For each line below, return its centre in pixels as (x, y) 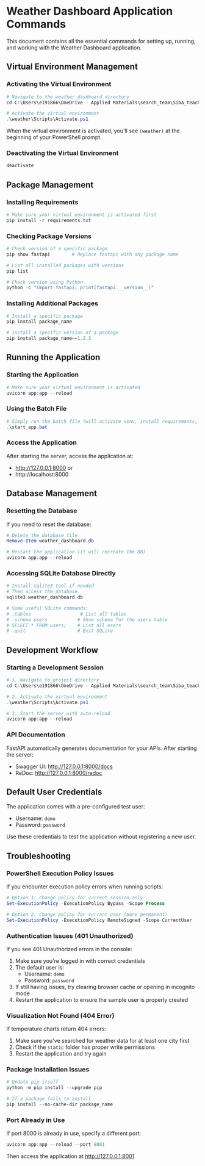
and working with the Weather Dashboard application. (74, 48)
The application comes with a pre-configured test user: (76, 807)
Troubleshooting (39, 856)
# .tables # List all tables (67, 614)
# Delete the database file (42, 535)
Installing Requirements (42, 202)
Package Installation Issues (48, 1070)
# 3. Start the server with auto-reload (59, 713)
